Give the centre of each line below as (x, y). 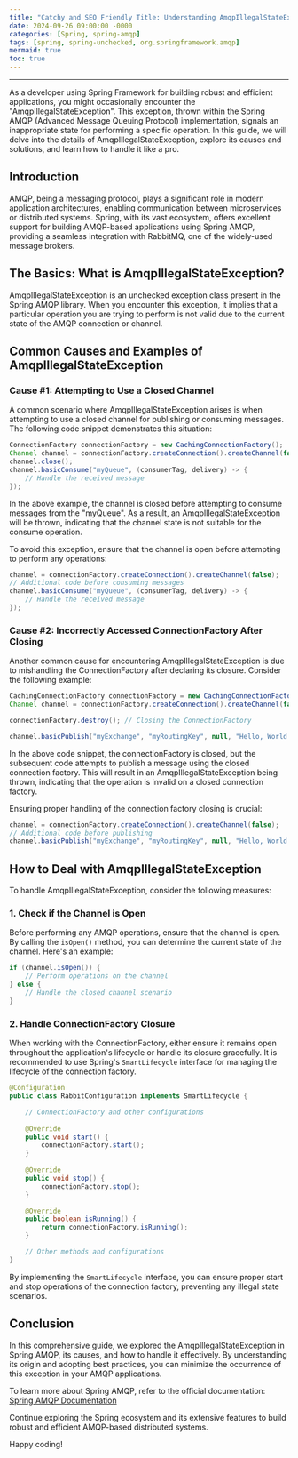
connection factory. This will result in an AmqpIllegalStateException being (144, 772)
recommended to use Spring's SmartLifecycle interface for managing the (143, 1062)
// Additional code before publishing (81, 833)
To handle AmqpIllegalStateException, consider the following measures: (141, 891)
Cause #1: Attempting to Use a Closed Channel (112, 390)
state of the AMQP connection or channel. (86, 323)
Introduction (44, 177)
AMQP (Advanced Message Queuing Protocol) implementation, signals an (144, 120)
